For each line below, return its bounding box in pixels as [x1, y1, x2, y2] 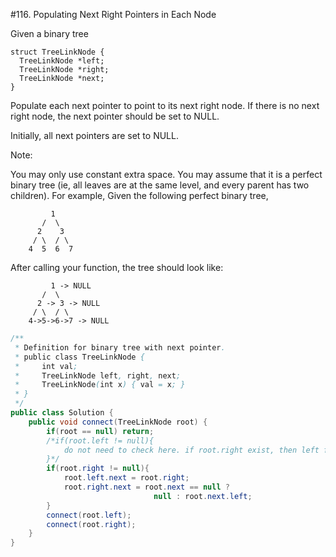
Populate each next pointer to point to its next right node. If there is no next [10, 100, 320, 111]
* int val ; [14, 361, 78, 371]
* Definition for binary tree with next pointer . [14, 342, 226, 353]
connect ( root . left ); [46, 510, 132, 520]
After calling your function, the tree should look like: [10, 262, 224, 273]
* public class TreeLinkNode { [14, 352, 145, 362]
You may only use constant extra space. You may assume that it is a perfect [10, 169, 323, 180]
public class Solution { [10, 408, 114, 418]
